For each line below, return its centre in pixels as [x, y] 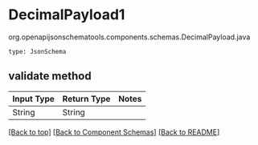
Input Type [33, 99]
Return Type [86, 99]
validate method [50, 77]
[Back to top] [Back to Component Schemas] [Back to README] [114, 132]
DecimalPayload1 [67, 15]
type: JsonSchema [37, 51]
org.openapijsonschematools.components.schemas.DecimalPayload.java [129, 37]
